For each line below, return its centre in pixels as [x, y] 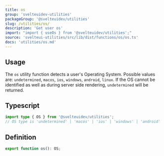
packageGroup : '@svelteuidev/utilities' [48, 19]
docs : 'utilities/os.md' [31, 42]
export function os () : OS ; [33, 149]
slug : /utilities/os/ [27, 24]
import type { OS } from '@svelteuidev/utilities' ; [59, 117]
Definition [21, 137]
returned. [15, 90]
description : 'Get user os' [34, 28]
